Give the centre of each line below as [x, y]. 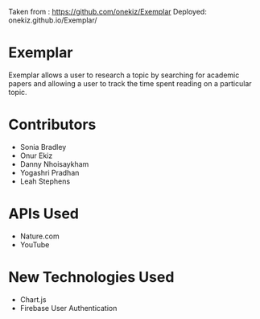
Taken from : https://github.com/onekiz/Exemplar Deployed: [107, 12]
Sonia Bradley [43, 147]
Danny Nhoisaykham [54, 164]
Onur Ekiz [36, 155]
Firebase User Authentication [68, 308]
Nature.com [39, 236]
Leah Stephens [45, 181]
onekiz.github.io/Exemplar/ [53, 20]
